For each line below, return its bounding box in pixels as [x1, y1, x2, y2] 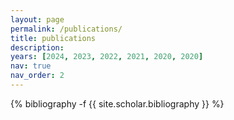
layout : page [10, 14, 65, 25]
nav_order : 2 [10, 71, 65, 81]
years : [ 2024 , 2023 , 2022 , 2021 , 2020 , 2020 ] [10, 52, 204, 62]
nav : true [10, 61, 52, 71]
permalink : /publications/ [10, 24, 123, 34]
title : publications [10, 33, 97, 43]
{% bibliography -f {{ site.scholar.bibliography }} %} [10, 97, 225, 110]
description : [10, 42, 65, 53]
